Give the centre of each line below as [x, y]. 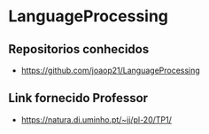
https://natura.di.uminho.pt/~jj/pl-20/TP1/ [96, 119]
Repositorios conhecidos [79, 49]
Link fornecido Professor [78, 98]
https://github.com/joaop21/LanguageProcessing [110, 70]
